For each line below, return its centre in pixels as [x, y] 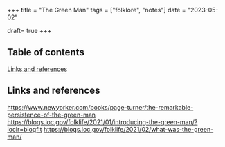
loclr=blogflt [25, 129]
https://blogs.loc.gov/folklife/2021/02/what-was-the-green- [128, 129]
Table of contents [46, 52]
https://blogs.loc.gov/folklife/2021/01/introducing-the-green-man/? [102, 122]
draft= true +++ [29, 31]
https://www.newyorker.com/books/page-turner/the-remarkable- [100, 107]
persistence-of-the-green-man [51, 115]
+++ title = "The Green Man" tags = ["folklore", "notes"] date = [97, 10]
